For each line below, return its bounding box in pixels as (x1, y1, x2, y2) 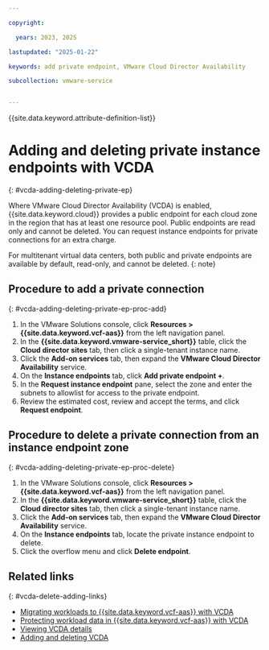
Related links (8, 569, 75, 584)
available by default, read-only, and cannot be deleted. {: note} (8, 259, 216, 269)
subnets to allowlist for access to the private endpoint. (19, 387, 200, 397)
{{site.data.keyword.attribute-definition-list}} (8, 114, 157, 123)
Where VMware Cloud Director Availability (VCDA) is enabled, (8, 201, 212, 210)
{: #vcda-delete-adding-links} (8, 591, 108, 601)
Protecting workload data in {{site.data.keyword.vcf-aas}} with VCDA (19, 615, 249, 625)
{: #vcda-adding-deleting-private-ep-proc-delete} (8, 462, 175, 472)
